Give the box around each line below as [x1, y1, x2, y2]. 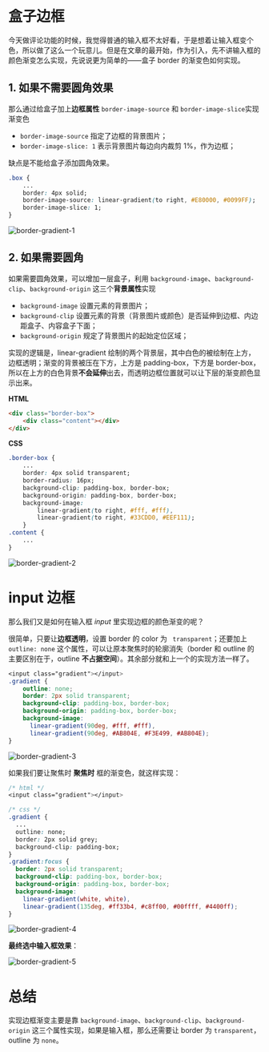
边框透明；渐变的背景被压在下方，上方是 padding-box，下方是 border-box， [8, 357, 260, 367]
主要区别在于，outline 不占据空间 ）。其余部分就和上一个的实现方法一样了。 [8, 654, 254, 663]
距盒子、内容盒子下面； [19, 320, 98, 330]
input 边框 [8, 589, 75, 607]
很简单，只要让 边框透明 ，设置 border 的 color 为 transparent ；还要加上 [8, 634, 248, 643]
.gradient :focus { [8, 858, 70, 866]
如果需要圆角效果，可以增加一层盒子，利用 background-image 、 [8, 273, 215, 283]
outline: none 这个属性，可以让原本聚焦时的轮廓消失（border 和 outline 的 [8, 643, 255, 653]
